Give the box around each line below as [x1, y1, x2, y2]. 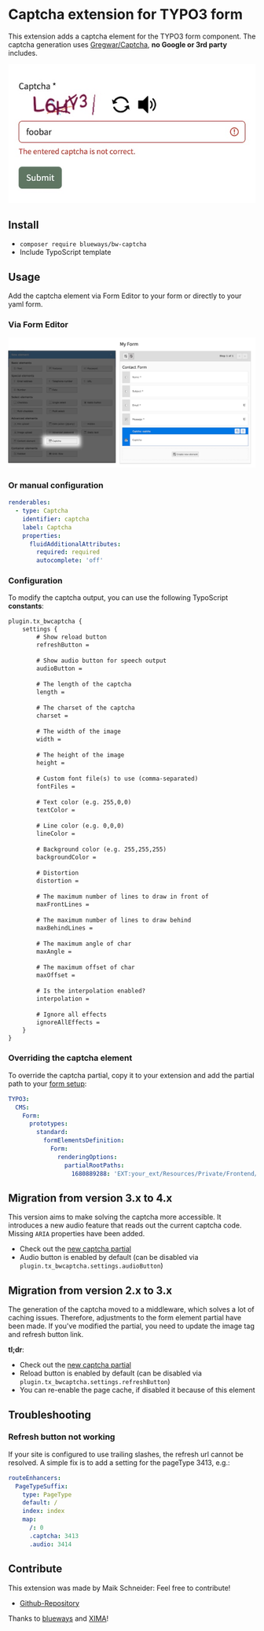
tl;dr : [8, 1345, 25, 1354]
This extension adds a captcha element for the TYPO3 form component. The [8, 31, 256, 41]
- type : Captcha [15, 507, 68, 515]
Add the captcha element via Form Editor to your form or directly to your [8, 291, 242, 300]
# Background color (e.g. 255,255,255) [36, 845, 167, 854]
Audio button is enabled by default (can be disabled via [19, 1253, 199, 1262]
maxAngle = [36, 948, 72, 956]
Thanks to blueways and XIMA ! [8, 1614, 109, 1623]
